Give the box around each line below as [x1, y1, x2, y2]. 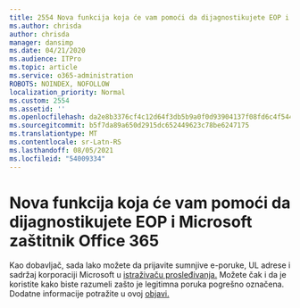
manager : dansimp [9, 37, 74, 47]
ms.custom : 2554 [9, 96, 70, 105]
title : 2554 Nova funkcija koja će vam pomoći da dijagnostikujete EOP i [9, 12, 290, 22]
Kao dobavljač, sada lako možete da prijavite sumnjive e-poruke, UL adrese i [9, 260, 291, 271]
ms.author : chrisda [9, 21, 82, 30]
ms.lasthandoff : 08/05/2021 [9, 146, 114, 154]
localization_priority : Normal [9, 87, 126, 96]
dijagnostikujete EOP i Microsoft [9, 212, 253, 232]
